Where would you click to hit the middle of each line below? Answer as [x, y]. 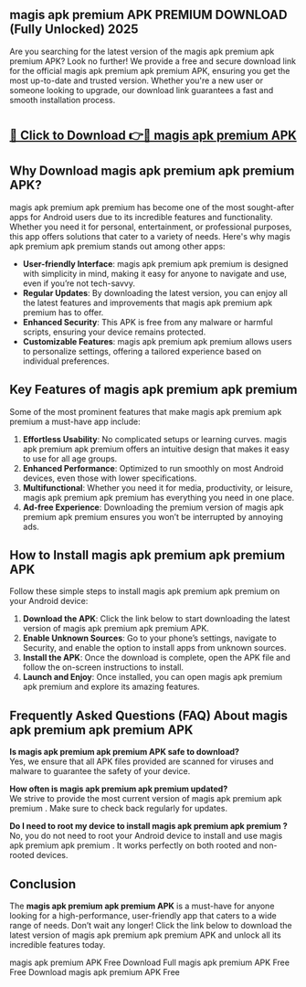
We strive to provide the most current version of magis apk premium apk [146, 799]
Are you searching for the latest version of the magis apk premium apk [142, 51]
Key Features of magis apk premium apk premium [153, 390]
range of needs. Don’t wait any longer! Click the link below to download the [151, 926]
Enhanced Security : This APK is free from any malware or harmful [148, 322]
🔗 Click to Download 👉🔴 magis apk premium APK [153, 135]
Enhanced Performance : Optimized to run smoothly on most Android [153, 468]
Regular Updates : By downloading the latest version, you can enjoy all [155, 292]
